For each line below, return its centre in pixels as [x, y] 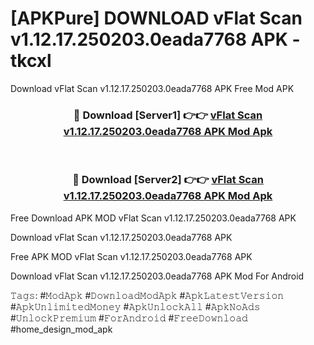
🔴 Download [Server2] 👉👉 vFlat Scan [168, 180]
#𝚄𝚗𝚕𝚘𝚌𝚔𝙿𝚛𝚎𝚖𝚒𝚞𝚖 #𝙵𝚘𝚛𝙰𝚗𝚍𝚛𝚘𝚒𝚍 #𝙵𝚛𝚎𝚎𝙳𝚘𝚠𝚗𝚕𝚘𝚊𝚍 [129, 318]
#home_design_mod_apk [61, 329]
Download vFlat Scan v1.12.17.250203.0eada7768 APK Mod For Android [157, 276]
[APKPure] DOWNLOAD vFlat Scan [156, 18]
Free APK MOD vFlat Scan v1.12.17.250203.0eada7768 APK [131, 256]
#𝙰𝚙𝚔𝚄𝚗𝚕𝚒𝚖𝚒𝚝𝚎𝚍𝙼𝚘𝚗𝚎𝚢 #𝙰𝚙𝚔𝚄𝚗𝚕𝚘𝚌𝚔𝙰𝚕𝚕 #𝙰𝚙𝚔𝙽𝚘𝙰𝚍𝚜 [135, 306]
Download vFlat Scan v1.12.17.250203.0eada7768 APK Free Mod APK [152, 88]
